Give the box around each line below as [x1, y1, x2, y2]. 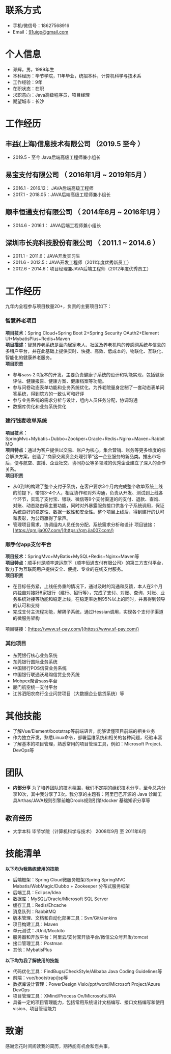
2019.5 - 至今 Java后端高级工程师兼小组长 [12, 154, 101, 160]
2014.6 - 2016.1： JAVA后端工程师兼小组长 [12, 222, 101, 228]
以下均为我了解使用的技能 [5, 958, 59, 964]
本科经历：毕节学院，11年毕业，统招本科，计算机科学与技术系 [12, 72, 141, 79]
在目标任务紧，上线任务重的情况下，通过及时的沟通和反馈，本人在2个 [12, 584, 159, 590]
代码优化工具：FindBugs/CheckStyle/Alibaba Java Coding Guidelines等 [12, 968, 162, 975]
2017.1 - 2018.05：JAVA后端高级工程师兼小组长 [12, 191, 111, 198]
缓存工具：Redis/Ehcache [12, 902, 67, 908]
